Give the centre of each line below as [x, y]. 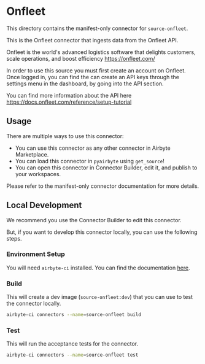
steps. [14, 238]
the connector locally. [34, 304]
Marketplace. [32, 154]
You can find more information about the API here [69, 95]
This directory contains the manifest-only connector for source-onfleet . [97, 28]
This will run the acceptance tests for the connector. [72, 344]
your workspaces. [38, 174]
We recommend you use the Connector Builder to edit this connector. [94, 220]
